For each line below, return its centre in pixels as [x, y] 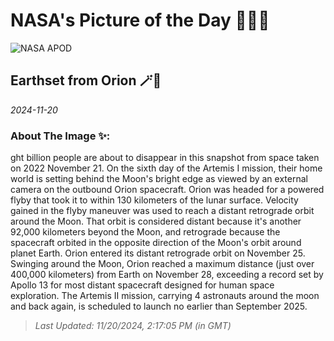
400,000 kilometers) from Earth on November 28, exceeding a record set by [167, 275]
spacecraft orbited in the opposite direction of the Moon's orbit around [156, 243]
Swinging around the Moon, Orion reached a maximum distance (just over [162, 264]
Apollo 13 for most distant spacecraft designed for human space [142, 285]
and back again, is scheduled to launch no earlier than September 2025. [159, 306]
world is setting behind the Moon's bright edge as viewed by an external [159, 179]
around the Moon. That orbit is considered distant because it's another [156, 221]
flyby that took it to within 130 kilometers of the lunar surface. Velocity [154, 200]
